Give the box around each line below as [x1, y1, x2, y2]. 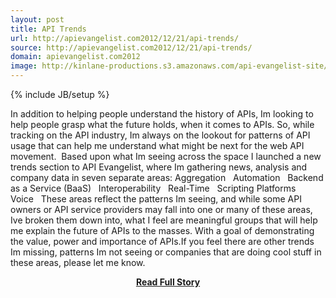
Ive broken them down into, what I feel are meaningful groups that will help [10, 214, 318, 226]
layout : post [10, 14, 65, 25]
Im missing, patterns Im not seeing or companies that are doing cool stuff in [10, 246, 322, 258]
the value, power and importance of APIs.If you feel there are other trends [10, 236, 315, 247]
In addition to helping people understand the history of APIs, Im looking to [10, 108, 314, 120]
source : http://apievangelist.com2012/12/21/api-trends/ [10, 42, 253, 53]
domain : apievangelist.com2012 [10, 52, 141, 62]
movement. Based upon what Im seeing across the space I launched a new [10, 151, 322, 162]
